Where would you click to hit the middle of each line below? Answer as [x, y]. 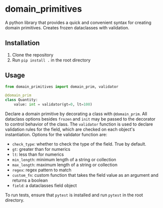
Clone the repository [33, 55]
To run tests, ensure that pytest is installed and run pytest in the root [74, 195]
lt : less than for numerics [38, 154]
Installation [22, 43]
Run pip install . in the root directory [51, 60]
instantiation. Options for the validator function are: [56, 135]
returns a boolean [30, 180]
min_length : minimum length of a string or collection [64, 160]
